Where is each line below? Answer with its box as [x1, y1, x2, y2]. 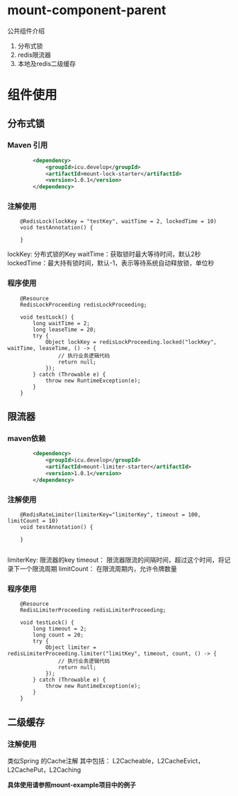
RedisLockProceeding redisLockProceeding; [20, 301, 147, 308]
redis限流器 [17, 50, 52, 59]
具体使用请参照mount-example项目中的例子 [7, 780, 137, 790]
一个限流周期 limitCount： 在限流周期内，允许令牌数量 [19, 565, 177, 573]
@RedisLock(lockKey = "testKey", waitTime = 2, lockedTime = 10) [20, 218, 217, 225]
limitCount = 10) [7, 518, 59, 525]
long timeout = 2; [33, 626, 87, 633]
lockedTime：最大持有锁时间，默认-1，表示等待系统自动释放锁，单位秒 [7, 258, 215, 268]
